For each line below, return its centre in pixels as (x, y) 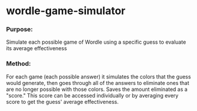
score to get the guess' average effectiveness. (62, 102)
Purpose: (20, 30)
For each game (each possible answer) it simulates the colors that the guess (98, 76)
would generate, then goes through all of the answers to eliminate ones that (98, 83)
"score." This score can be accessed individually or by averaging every (92, 95)
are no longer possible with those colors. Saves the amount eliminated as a (97, 89)
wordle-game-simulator (66, 11)
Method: (19, 64)
